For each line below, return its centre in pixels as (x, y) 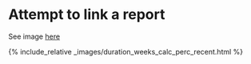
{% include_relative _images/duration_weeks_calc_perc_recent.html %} (126, 51)
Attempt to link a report (87, 15)
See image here (34, 36)
